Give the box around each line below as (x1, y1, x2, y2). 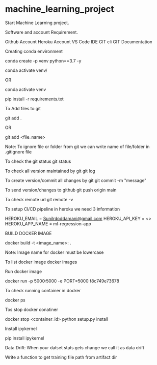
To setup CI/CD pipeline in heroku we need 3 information (5, 206, 120, 212)
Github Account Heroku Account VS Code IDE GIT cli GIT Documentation (5, 38, 153, 45)
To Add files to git (5, 105, 41, 111)
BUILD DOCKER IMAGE (5, 230, 52, 236)
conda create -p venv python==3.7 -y (5, 58, 82, 63)
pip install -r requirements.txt (5, 96, 64, 102)
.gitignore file (5, 149, 32, 154)
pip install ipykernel (5, 335, 45, 341)
